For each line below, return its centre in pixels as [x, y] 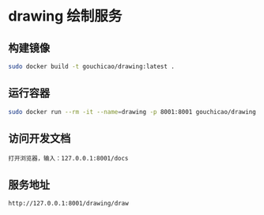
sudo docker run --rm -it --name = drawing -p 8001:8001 [100, 111]
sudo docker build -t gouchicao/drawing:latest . [92, 66]
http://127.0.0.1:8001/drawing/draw [68, 204]
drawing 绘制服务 [65, 16]
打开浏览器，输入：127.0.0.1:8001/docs [68, 159]
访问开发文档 [40, 138]
